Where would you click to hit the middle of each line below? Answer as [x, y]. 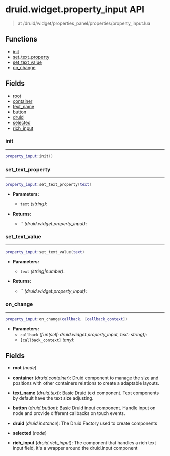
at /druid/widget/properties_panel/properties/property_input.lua [84, 23]
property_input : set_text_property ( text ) [49, 185]
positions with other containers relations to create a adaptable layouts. [86, 383]
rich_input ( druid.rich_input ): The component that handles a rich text [84, 443]
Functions [22, 39]
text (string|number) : [42, 271]
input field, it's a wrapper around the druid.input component [75, 448]
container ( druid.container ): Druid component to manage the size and [86, 378]
